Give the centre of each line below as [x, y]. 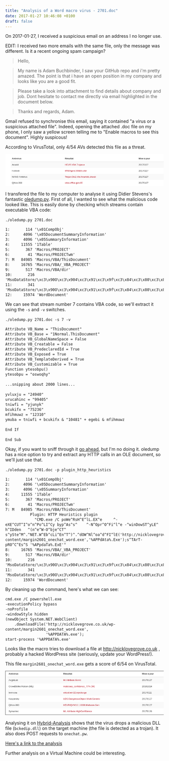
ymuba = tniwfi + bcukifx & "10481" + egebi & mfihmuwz [65, 420]
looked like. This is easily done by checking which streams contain [74, 205]
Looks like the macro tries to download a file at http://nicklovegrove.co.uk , [82, 649]
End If [12, 430]
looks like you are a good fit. [47, 81]
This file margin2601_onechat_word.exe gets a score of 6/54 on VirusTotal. [81, 664]
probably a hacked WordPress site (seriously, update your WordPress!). [79, 654]
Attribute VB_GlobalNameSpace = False [46, 340]
